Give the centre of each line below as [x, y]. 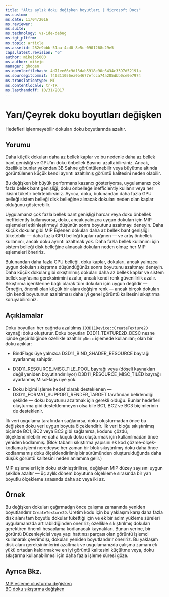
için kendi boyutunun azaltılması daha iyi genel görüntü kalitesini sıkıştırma [82, 294]
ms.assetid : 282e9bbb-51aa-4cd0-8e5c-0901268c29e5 [60, 48]
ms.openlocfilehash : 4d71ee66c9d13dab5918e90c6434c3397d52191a [73, 71]
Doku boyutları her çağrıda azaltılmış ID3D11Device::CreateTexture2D [77, 328]
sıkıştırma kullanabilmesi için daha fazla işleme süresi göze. [67, 555]
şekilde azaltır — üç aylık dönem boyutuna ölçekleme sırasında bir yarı [78, 473]
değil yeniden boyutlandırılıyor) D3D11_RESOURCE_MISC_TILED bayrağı [87, 374]
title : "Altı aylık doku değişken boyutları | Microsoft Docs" [73, 10]
